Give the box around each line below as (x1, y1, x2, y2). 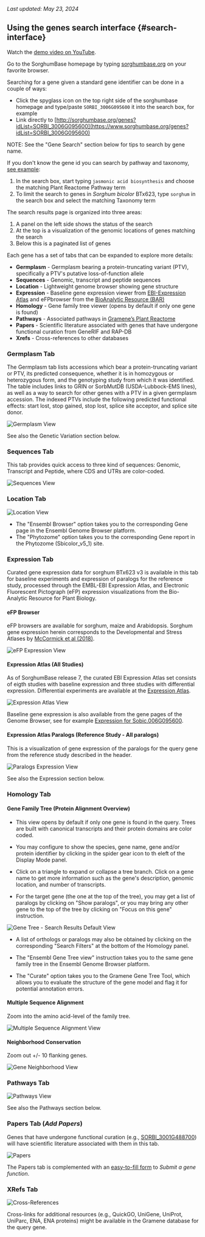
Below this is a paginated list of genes (15, 240, 111, 247)
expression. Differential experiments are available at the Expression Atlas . (7, 687, 191, 694)
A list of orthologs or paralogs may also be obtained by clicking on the (15, 935, 192, 943)
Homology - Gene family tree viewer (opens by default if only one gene (15, 302, 195, 309)
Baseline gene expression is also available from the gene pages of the (7, 711, 182, 718)
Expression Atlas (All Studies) (7, 660, 84, 668)
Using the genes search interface (7, 23, 136, 33)
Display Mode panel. (15, 856, 68, 863)
